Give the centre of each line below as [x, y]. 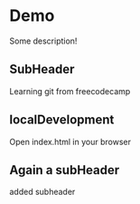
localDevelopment [62, 120]
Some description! [43, 41]
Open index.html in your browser [70, 141]
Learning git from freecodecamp [70, 91]
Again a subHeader [65, 170]
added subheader [42, 192]
